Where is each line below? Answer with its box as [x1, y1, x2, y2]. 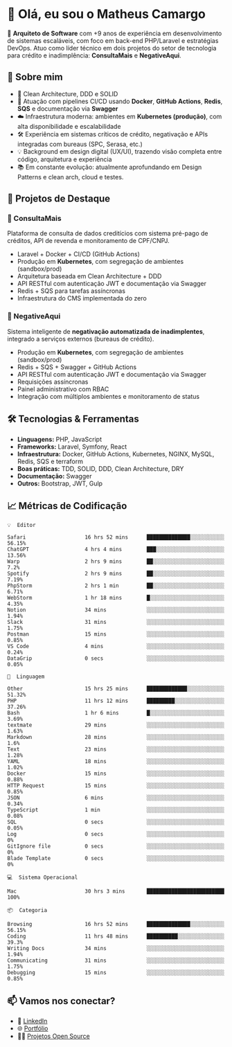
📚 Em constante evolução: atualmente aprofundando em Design [17, 163, 202, 171]
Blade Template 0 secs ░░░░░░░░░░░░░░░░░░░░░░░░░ [7, 855, 225, 862]
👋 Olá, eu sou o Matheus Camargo [7, 6, 206, 22]
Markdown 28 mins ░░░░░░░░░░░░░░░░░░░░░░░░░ [7, 734, 225, 741]
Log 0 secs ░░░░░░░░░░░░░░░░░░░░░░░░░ [7, 831, 225, 838]
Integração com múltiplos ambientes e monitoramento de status [17, 392, 200, 400]
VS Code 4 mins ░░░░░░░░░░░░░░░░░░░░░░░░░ [7, 643, 225, 650]
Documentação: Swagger [17, 472, 92, 480]
